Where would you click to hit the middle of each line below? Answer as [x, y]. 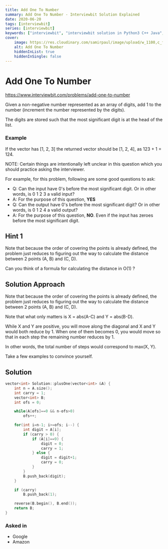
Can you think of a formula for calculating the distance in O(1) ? [70, 269]
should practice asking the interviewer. [45, 169]
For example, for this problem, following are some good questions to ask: [80, 179]
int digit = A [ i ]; [42, 430]
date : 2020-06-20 [23, 19]
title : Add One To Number [32, 10]
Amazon [21, 542]
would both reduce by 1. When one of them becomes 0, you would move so [83, 332]
